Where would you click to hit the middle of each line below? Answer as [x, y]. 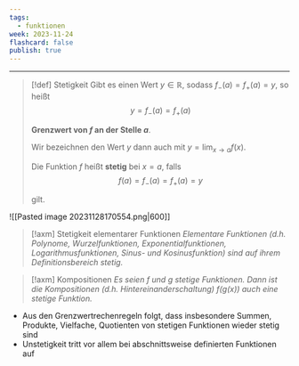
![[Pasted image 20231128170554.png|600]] [90, 217]
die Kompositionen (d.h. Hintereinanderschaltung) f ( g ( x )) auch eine [154, 289]
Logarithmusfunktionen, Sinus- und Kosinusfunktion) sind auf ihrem [155, 253]
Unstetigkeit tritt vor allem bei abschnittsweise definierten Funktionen [149, 345]
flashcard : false [41, 42]
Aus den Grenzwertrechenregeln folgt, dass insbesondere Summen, [147, 316]
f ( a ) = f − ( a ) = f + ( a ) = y [161, 181]
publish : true [36, 51]
